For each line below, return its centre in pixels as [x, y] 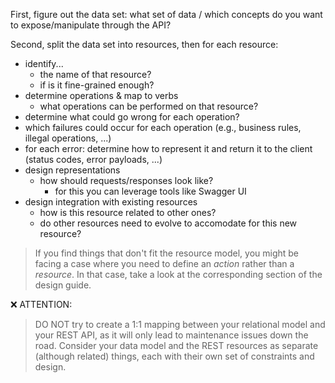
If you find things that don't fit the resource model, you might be [167, 253]
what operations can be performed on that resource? [149, 106]
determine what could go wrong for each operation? [132, 117]
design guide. [63, 285]
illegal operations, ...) [68, 138]
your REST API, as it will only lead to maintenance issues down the [171, 335]
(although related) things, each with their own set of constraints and [174, 356]
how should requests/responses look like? [126, 180]
